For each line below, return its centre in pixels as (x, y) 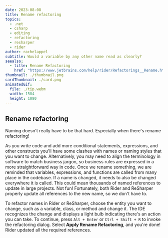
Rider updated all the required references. (48, 230)
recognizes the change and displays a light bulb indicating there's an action (83, 214)
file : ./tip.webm (28, 89)
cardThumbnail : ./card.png (33, 80)
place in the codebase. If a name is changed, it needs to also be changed (80, 178)
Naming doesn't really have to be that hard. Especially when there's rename (83, 131)
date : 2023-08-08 (23, 10)
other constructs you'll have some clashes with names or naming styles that (83, 151)
